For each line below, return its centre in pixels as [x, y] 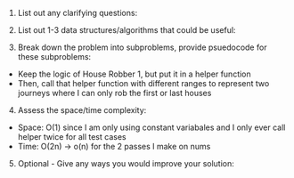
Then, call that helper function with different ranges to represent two [143, 83]
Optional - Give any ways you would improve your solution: [126, 163]
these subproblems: [54, 57]
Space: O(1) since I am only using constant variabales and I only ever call [151, 127]
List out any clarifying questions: [78, 13]
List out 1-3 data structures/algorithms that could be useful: [127, 30]
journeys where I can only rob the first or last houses [114, 93]
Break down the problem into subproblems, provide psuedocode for [142, 47]
